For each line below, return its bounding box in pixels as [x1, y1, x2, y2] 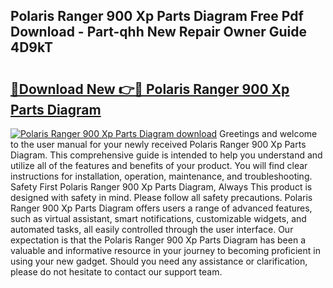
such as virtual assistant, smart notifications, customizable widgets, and [10, 213, 307, 224]
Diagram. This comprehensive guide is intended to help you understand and [10, 149, 323, 161]
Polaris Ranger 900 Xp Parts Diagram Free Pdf [10, 8, 304, 25]
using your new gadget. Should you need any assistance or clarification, [10, 255, 308, 267]
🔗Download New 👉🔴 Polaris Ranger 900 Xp [10, 80, 290, 98]
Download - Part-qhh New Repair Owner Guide [10, 24, 308, 41]
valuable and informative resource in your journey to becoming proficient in [10, 245, 321, 256]
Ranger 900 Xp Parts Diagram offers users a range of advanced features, [10, 202, 313, 214]
